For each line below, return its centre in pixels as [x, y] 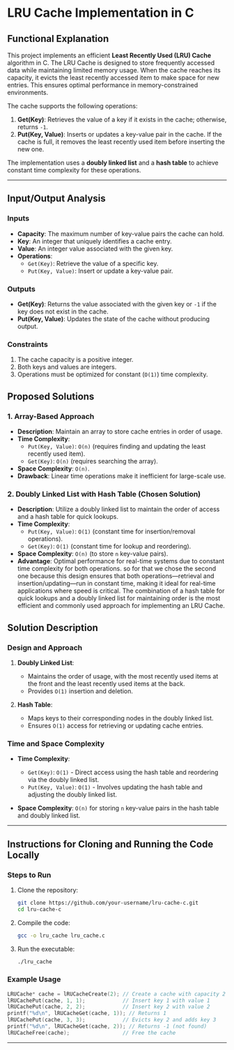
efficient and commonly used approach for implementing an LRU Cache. [121, 606]
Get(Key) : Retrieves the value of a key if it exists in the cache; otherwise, [122, 119]
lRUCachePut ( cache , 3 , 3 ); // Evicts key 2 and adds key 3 [112, 1020]
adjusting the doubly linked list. [72, 794]
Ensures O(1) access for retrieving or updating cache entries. [116, 725]
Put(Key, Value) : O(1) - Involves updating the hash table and [115, 787]
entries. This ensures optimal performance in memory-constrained [103, 85]
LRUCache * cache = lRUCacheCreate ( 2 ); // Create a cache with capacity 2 [117, 994]
